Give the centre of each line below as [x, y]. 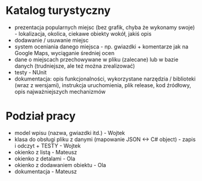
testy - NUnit [31, 72]
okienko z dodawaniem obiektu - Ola [60, 165]
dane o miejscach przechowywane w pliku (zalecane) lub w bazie [96, 59]
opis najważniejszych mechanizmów [60, 91]
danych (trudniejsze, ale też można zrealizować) [75, 66]
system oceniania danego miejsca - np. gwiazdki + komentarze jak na [101, 47]
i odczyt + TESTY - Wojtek [47, 145]
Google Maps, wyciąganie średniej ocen [64, 53]
